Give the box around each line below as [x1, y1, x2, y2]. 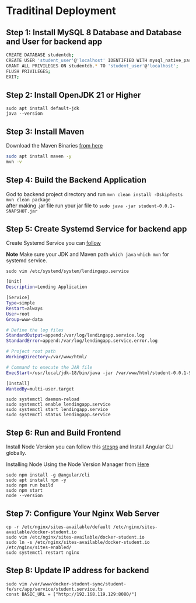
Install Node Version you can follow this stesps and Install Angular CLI [6, 443, 174, 450]
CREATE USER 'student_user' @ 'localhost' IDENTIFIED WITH [6, 57, 148, 63]
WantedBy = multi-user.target [6, 386, 75, 392]
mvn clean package [6, 197, 51, 203]
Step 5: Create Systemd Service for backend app [6, 224, 187, 234]
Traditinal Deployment [6, 4, 116, 18]
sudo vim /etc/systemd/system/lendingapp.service [6, 268, 129, 275]
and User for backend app [6, 36, 103, 46]
